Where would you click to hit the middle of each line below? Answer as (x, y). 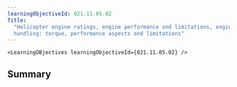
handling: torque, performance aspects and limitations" (99, 33)
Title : (17, 20)
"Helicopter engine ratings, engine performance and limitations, (113, 27)
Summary (29, 74)
